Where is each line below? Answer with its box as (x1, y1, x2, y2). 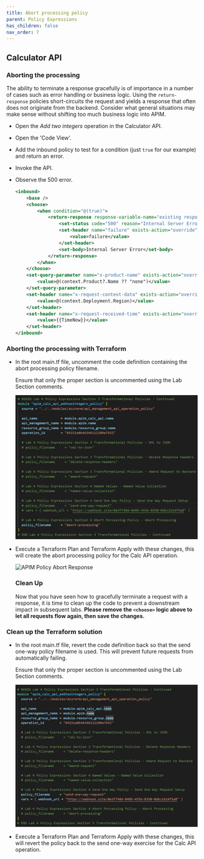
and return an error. (15, 152, 64, 160)
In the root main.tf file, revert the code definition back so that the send (15, 641, 191, 649)
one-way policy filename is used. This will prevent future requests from (15, 647, 194, 655)
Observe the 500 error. (15, 176, 73, 183)
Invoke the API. (15, 164, 53, 171)
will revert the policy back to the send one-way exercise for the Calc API (15, 839, 196, 847)
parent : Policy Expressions (6, 16, 78, 23)
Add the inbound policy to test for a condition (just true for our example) (15, 146, 196, 153)
